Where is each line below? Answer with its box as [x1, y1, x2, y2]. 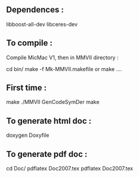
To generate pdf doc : [6, 149, 88, 159]
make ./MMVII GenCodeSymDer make [6, 99, 100, 106]
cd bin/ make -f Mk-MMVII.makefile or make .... [6, 65, 122, 72]
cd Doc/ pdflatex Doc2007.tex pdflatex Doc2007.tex [6, 165, 133, 172]
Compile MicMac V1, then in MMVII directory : [6, 54, 119, 61]
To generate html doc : [6, 116, 92, 126]
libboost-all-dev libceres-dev [6, 20, 78, 27]
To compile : [6, 38, 52, 48]
